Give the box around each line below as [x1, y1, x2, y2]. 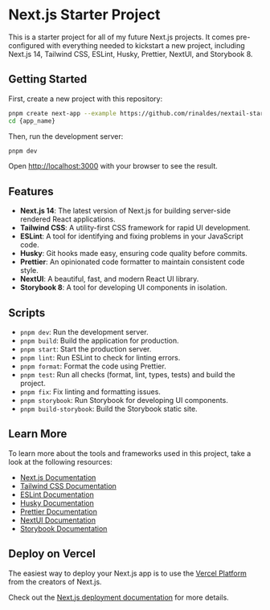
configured [8, 40, 45, 50]
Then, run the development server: [8, 131, 124, 141]
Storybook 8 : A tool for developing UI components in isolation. [19, 283, 227, 292]
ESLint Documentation [19, 490, 94, 499]
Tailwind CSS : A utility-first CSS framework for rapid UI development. [19, 223, 251, 233]
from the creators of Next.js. [8, 576, 102, 587]
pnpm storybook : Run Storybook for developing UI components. [19, 396, 229, 405]
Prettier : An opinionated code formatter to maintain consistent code [19, 257, 245, 266]
